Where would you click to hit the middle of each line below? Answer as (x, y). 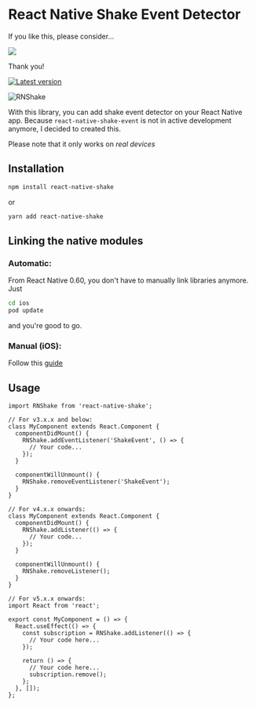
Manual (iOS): (35, 346)
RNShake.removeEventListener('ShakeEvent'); (96, 482)
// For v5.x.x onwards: (47, 599)
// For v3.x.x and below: (50, 420)
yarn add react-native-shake (56, 216)
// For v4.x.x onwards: (47, 509)
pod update (26, 311)
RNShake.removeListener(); (66, 571)
